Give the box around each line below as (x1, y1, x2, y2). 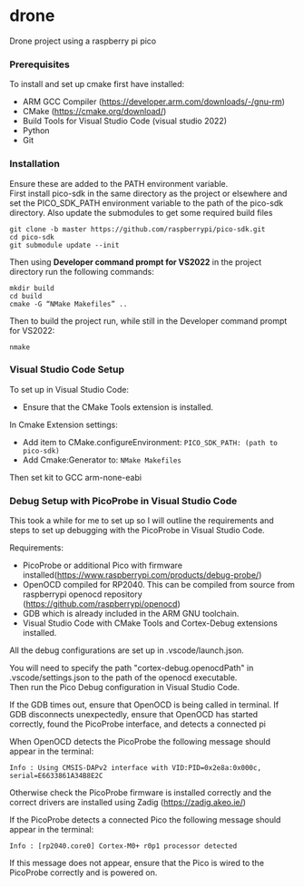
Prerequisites (9, 58, 70, 71)
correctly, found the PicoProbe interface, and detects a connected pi (9, 718, 266, 730)
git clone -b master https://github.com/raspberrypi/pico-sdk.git (9, 224, 266, 234)
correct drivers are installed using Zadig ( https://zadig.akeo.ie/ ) (9, 797, 247, 808)
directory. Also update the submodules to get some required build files (9, 207, 273, 218)
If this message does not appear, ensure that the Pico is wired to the (9, 858, 265, 869)
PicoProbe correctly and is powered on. (9, 867, 158, 878)
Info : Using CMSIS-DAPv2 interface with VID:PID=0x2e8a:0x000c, (9, 764, 261, 773)
